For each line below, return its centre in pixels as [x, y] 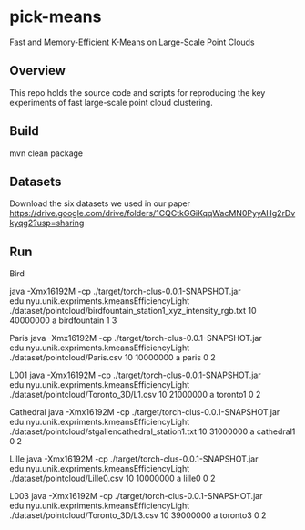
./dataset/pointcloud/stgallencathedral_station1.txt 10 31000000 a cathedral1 [152, 431]
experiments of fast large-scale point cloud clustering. [112, 102]
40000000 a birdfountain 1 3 [63, 320]
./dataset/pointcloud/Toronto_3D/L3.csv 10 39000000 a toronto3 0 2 [138, 515]
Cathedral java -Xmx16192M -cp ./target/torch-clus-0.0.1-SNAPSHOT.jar [145, 412]
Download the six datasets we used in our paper [100, 203]
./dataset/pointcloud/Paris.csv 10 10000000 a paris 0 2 [112, 358]
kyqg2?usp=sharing [47, 223]
